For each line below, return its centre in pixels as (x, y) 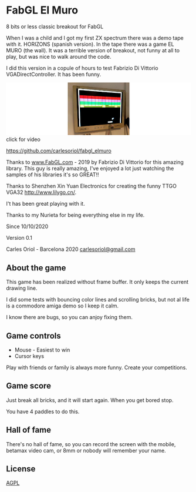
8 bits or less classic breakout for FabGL (55, 26)
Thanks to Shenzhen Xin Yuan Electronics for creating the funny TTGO (92, 186)
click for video (23, 139)
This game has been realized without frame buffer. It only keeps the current (97, 282)
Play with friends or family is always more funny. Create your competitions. (97, 367)
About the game (36, 268)
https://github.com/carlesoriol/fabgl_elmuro (59, 151)
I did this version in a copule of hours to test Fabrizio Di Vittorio (82, 68)
